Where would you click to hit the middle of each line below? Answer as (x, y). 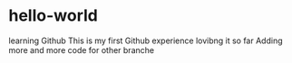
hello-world (54, 16)
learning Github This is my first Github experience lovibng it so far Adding (146, 40)
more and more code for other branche (82, 49)
